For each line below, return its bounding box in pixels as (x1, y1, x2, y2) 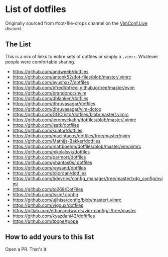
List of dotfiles (5, 4, 67, 15)
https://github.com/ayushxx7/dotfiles (12, 79, 89, 85)
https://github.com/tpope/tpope (12, 218, 79, 224)
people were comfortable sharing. (5, 59, 75, 65)
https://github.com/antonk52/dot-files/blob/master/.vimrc (12, 74, 131, 80)
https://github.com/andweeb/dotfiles (12, 68, 89, 74)
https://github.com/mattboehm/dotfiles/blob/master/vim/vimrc (12, 143, 141, 149)
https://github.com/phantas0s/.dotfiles (12, 159, 93, 165)
